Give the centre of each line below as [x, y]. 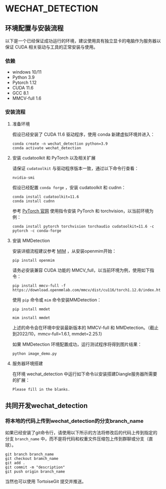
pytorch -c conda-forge [37, 231]
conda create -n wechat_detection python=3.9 [60, 144]
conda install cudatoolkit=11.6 [45, 197]
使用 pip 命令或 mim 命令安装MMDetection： [57, 300]
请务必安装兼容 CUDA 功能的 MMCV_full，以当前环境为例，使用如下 [81, 270]
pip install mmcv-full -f [39, 285]
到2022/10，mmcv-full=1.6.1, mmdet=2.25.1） [59, 333]
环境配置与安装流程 [34, 28]
